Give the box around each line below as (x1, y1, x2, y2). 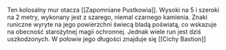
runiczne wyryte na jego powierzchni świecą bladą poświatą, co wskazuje (7, 21, 217, 28)
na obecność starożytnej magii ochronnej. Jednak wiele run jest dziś (7, 27, 201, 36)
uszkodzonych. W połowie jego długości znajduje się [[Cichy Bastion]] (7, 35, 206, 43)
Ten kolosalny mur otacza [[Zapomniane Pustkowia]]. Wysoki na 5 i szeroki (7, 6, 220, 14)
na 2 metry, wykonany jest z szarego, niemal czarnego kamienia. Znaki (7, 13, 208, 21)
